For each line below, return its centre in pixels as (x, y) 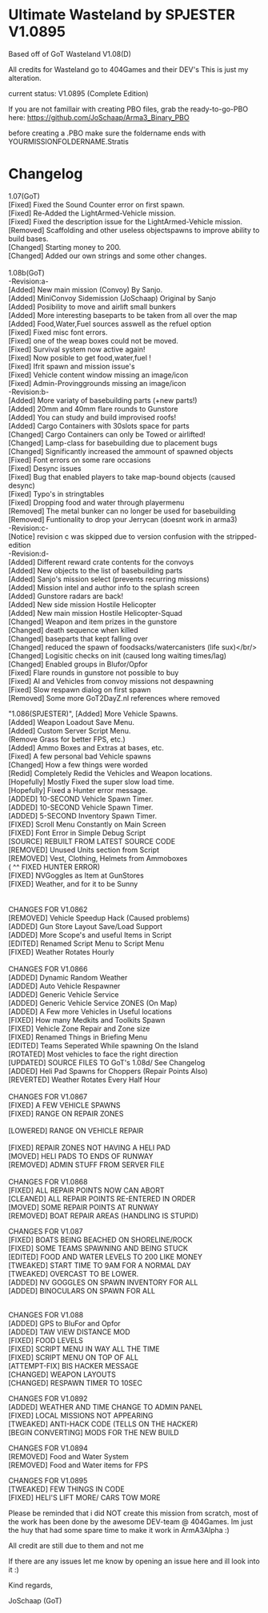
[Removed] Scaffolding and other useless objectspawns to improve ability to (134, 230)
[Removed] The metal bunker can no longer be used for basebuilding (122, 511)
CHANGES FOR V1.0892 (48, 1398)
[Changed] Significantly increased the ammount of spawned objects (121, 451)
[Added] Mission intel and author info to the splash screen (104, 587)
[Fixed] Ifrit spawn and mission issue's (72, 366)
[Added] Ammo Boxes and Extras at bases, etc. (86, 747)
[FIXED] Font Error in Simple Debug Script (77, 833)
